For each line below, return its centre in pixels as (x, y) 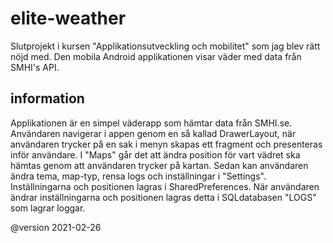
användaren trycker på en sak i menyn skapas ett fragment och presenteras (166, 144)
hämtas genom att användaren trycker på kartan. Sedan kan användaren (159, 165)
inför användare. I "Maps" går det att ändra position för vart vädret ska (155, 154)
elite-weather (68, 18)
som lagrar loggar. (48, 208)
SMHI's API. (35, 67)
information (47, 98)
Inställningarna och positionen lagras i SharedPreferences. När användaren (165, 186)
